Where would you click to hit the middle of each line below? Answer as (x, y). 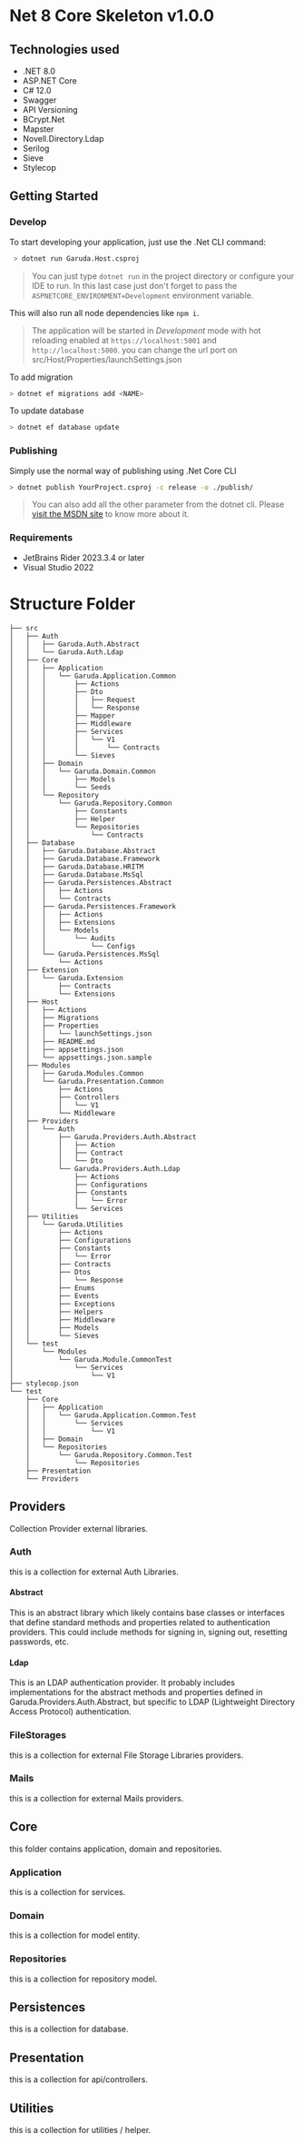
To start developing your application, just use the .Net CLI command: (137, 242)
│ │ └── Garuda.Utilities (67, 1224)
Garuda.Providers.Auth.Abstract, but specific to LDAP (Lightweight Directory (152, 1702)
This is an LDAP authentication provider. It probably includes (123, 1682)
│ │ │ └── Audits (63, 938)
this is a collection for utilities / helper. (80, 2129)
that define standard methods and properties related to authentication (140, 1623)
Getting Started (54, 196)
